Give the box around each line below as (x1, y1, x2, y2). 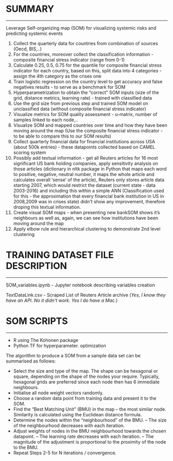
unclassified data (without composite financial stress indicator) (13, 106, 147, 112)
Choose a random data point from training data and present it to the (13, 395, 157, 401)
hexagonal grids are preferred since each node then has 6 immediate (13, 378, 160, 385)
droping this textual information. (13, 204, 81, 210)
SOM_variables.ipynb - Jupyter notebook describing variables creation (6, 282, 156, 288)
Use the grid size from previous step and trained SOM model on (13, 100, 148, 106)
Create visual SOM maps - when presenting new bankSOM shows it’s (13, 209, 160, 216)
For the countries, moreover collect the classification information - (13, 51, 153, 57)
